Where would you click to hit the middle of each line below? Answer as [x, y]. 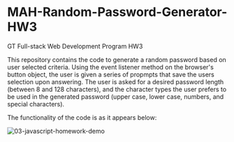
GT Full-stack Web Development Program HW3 [75, 46]
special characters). [36, 104]
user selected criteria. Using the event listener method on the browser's [111, 67]
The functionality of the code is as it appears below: [82, 117]
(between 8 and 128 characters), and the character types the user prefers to [117, 89]
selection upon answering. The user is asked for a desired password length [116, 81]
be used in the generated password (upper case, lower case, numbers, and [116, 96]
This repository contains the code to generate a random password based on [117, 59]
